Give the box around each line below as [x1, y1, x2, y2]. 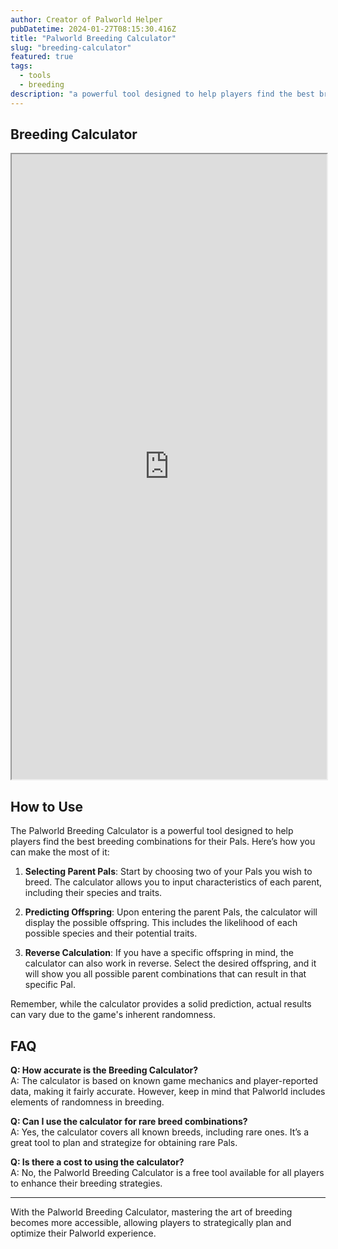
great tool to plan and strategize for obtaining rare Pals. [10, 1137, 238, 1149]
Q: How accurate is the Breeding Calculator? [10, 1064, 199, 1076]
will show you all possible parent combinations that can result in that [24, 968, 307, 980]
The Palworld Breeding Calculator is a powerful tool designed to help [10, 825, 294, 837]
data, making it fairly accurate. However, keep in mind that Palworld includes [10, 1086, 326, 1098]
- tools [19, 71, 52, 81]
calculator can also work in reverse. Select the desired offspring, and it [24, 957, 317, 970]
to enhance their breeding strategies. [10, 1177, 163, 1190]
